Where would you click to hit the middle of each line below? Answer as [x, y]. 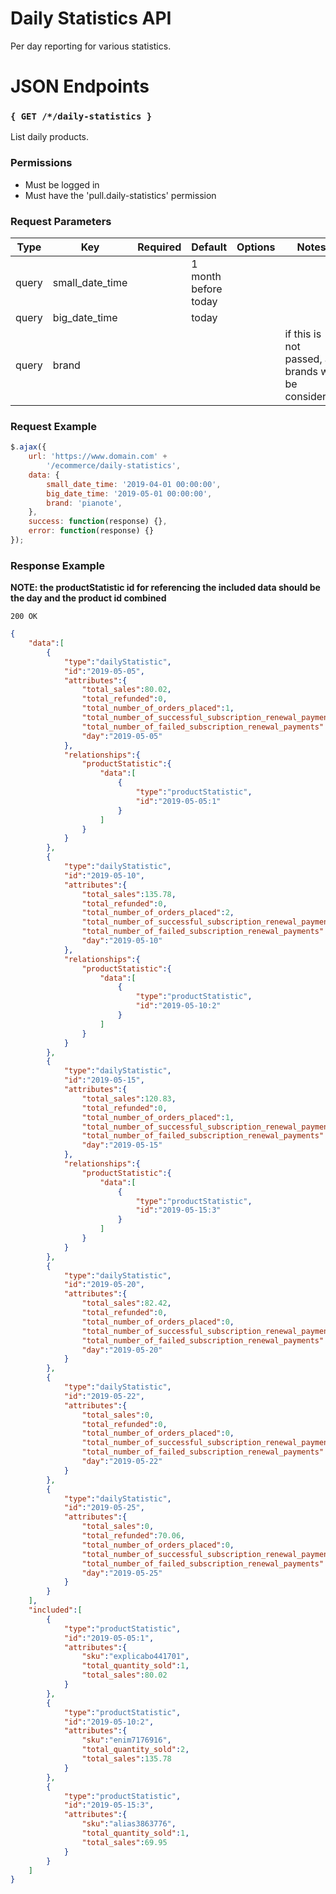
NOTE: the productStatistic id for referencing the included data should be [165, 588]
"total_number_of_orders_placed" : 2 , [158, 913]
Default [209, 247]
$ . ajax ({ [28, 447]
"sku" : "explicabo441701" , [135, 1657]
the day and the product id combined [88, 598]
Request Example [53, 426]
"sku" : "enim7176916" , [126, 1740]
